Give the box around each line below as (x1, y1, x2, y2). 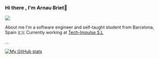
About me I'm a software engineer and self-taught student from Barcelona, (5, 24, 154, 30)
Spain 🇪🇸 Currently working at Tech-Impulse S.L (5, 29, 104, 35)
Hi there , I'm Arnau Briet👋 (5, 4, 68, 11)
